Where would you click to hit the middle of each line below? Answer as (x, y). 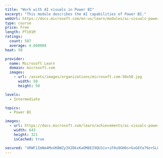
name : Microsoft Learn (32, 63)
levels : (13, 95)
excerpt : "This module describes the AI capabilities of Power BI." (76, 14)
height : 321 (26, 134)
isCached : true (29, 139)
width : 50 (28, 81)
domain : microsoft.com (32, 68)
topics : (13, 108)
